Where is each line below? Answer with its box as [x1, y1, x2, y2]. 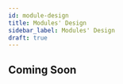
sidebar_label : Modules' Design [8, 26, 115, 34]
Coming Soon [8, 63, 77, 76]
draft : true [8, 33, 48, 42]
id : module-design [8, 11, 69, 20]
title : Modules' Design [8, 19, 87, 27]
